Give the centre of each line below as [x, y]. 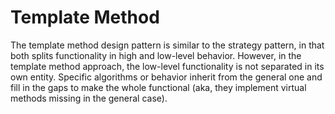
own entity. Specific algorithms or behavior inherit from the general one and [166, 77]
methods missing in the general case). [89, 98]
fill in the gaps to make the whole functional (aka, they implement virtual [158, 87]
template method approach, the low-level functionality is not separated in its [167, 66]
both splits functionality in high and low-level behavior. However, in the [156, 55]
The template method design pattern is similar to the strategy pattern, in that [167, 45]
